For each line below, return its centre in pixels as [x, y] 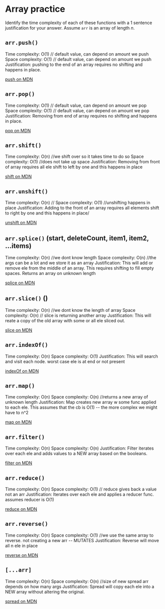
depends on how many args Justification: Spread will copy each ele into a [80, 586]
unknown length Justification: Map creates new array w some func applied [81, 402]
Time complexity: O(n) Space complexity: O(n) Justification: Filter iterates [80, 448]
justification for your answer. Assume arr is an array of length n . [70, 28]
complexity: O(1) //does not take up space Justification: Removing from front [82, 162]
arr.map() [20, 386]
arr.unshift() [27, 191]
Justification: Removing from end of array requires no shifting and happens [81, 116]
